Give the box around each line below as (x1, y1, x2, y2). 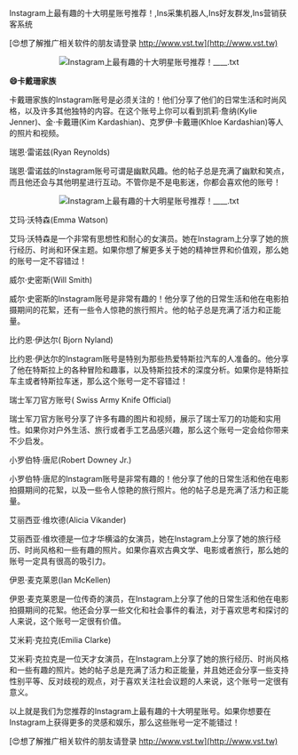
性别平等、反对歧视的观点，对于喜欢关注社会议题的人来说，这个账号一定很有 (9, 676, 289, 687)
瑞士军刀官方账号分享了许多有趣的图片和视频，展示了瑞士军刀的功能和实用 (9, 414, 281, 424)
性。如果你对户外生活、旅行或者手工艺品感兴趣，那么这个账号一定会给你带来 (9, 425, 289, 435)
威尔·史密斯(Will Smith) (9, 275, 93, 285)
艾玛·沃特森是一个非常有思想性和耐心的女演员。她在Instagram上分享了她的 (9, 234, 281, 244)
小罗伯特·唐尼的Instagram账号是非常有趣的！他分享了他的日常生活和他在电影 (9, 474, 289, 484)
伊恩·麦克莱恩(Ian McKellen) (9, 574, 111, 585)
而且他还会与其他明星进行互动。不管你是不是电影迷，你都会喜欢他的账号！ (9, 177, 281, 187)
